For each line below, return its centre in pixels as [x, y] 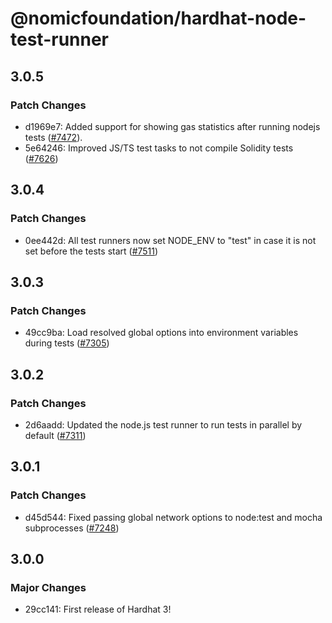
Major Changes [48, 587]
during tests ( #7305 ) [67, 343]
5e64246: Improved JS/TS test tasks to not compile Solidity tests [159, 148]
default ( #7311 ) [55, 435]
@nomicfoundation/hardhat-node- [158, 18]
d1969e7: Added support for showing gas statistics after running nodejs [172, 126]
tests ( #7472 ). [53, 137]
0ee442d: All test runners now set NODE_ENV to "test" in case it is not [170, 240]
